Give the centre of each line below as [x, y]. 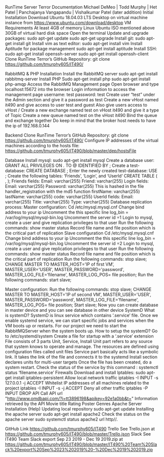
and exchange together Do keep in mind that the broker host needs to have [81, 120]
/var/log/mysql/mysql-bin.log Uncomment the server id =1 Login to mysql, [79, 217]
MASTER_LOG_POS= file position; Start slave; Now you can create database [82, 305]
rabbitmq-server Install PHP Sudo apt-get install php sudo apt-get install [78, 79]
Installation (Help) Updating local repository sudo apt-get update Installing [80, 409]
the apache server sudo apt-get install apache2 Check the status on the [77, 414]
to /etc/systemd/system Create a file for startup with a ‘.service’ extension [79, 336]
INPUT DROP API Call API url [34, 393]
